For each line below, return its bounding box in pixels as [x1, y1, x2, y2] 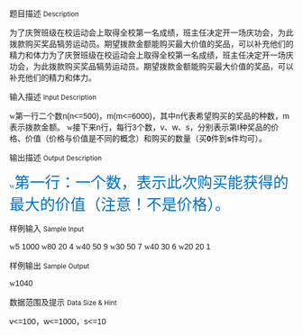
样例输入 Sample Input [9, 223, 85, 233]
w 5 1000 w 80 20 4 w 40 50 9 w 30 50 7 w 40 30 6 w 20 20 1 [9, 241, 211, 251]
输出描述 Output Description [9, 152, 102, 163]
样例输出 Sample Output [9, 260, 90, 271]
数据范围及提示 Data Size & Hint [9, 297, 117, 307]
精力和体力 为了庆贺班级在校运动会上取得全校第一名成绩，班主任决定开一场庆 [9, 50, 294, 60]
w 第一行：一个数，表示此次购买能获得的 [9, 174, 289, 192]
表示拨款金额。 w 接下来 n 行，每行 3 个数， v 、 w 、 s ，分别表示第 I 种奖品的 [9, 122, 271, 132]
